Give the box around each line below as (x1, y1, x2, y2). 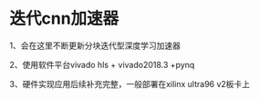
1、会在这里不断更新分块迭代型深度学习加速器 (9, 40, 181, 51)
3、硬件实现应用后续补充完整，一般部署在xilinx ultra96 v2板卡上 (9, 78, 251, 89)
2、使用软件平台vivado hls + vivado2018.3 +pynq (9, 59, 195, 70)
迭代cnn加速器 (9, 8, 119, 29)
